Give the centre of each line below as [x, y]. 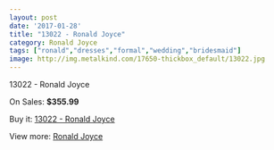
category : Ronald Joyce [54, 42]
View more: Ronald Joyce [56, 136]
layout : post [33, 17]
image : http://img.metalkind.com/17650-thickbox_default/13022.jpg [137, 59]
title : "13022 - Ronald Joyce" [67, 34]
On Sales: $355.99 [44, 102]
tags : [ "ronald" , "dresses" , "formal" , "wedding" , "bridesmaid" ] [125, 51]
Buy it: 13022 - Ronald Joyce [62, 119]
